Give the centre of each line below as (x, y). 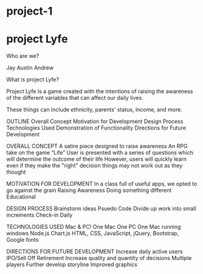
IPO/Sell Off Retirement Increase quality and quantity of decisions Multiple (99, 258)
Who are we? (23, 56)
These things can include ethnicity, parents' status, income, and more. (94, 110)
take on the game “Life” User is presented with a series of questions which (100, 153)
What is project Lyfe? (33, 80)
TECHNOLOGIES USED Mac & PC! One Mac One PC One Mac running (94, 227)
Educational (21, 197)
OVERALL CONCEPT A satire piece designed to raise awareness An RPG (97, 146)
